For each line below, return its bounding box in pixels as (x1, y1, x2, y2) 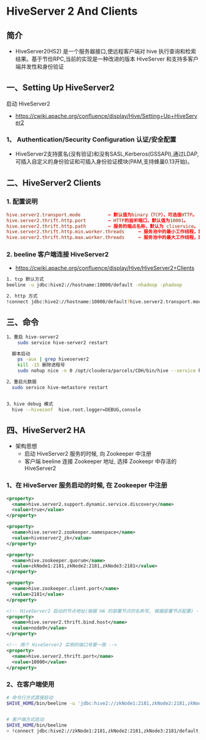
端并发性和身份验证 (15, 63, 64, 70)
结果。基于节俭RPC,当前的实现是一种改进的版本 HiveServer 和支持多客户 (15, 55, 199, 62)
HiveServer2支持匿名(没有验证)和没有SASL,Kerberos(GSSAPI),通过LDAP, (15, 150, 199, 157)
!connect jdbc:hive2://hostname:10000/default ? (6, 299, 131, 305)
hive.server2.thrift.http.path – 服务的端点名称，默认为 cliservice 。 (6, 223, 199, 229)
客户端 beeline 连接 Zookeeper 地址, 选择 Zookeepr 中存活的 (24, 458, 177, 465)
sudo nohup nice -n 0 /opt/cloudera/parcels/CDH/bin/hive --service (17, 368, 196, 374)
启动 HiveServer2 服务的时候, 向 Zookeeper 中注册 (24, 450, 152, 458)
